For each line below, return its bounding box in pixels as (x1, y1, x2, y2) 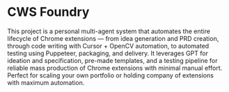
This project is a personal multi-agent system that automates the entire (7, 27, 211, 35)
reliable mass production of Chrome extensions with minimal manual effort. (7, 64, 223, 72)
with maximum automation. (7, 78, 85, 86)
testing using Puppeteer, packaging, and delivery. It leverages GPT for (7, 49, 209, 57)
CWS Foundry (7, 4, 90, 20)
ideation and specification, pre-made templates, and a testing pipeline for (7, 56, 218, 64)
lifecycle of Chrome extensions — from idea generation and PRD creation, (7, 34, 219, 42)
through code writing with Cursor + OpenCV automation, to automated (7, 42, 210, 50)
